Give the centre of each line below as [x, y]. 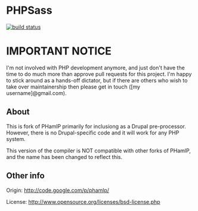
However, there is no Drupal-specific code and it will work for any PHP [93, 133]
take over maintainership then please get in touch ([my [73, 87]
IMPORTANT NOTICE [59, 51]
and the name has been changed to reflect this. [64, 157]
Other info [25, 176]
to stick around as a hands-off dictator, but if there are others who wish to [97, 80]
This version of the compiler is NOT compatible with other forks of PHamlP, [98, 151]
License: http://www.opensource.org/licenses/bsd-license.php [83, 201]
